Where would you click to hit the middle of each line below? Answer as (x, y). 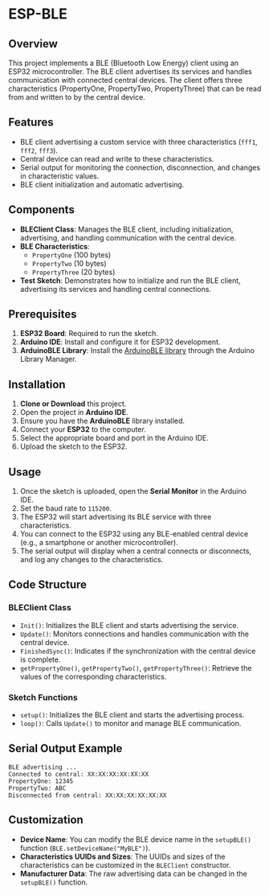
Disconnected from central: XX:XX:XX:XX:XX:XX (88, 795)
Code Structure (47, 585)
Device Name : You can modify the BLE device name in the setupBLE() (135, 839)
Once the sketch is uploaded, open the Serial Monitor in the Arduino (133, 491)
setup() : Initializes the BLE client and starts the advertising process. (132, 715)
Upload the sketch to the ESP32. (73, 446)
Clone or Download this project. (73, 404)
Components (41, 210)
